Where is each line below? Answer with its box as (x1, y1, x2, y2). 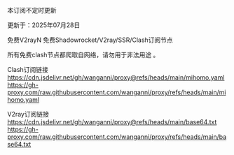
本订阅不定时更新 (7, 6, 57, 14)
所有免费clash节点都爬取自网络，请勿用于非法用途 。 (7, 51, 160, 59)
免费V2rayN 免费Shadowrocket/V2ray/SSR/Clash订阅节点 (7, 36, 173, 44)
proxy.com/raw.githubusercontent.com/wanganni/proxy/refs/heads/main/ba (7, 133, 227, 141)
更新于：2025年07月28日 (7, 21, 81, 29)
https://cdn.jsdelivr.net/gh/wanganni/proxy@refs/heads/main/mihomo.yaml (7, 73, 225, 82)
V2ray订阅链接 (7, 110, 49, 118)
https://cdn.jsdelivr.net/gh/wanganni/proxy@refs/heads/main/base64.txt (7, 118, 217, 126)
